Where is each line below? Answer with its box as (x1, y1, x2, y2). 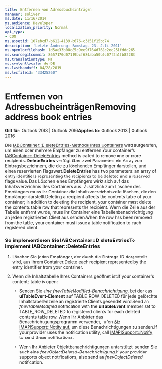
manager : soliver (5, 12, 40, 16)
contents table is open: (12, 279, 58, 285)
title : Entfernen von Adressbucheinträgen (5, 7, 92, 12)
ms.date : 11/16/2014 (5, 16, 47, 21)
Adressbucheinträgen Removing (5, 101, 136, 112)
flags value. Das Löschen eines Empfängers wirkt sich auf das (5, 178, 129, 184)
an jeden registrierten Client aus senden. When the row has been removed (5, 214, 152, 220)
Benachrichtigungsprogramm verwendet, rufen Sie (19, 319, 120, 325)
